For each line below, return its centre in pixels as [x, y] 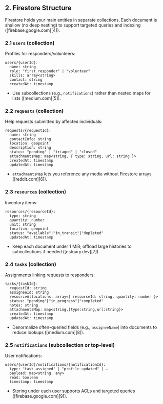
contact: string [26, 80]
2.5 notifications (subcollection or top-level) [60, 345]
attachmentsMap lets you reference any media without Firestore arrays [82, 174]
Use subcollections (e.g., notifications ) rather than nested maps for [81, 93]
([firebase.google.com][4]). [32, 30]
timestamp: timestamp [31, 382]
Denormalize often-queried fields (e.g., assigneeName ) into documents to [84, 327]
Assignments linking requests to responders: [50, 275]
